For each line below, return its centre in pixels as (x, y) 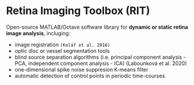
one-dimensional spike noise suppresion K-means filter (81, 69)
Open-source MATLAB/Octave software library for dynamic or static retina (97, 27)
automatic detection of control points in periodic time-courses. (90, 76)
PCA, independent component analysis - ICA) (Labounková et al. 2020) (101, 63)
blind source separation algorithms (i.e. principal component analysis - (100, 57)
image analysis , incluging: (38, 33)
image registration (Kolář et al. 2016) (62, 45)
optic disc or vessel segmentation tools (62, 50)
